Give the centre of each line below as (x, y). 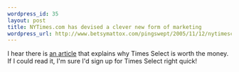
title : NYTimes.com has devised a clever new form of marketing (105, 27)
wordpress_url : (30, 34)
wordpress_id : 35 (33, 14)
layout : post (27, 20)
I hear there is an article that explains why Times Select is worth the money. (118, 54)
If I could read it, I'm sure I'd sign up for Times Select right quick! (102, 61)
